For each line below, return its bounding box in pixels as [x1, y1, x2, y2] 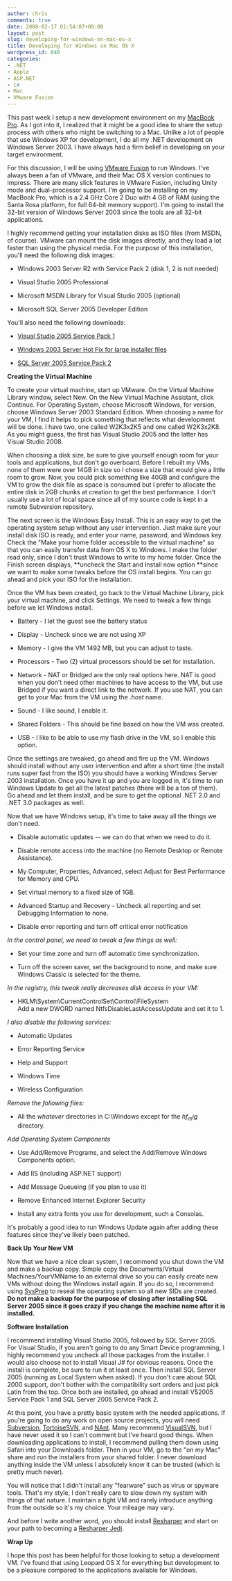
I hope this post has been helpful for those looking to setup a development [7, 1551, 220, 1559]
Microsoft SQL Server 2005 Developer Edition [17, 305, 148, 313]
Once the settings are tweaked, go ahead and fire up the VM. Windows [7, 754, 210, 762]
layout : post [7, 29, 45, 37]
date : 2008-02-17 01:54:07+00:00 [7, 23, 104, 30]
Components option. [17, 1156, 76, 1164]
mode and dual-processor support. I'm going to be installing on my [7, 186, 199, 194]
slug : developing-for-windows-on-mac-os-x [7, 36, 132, 43]
